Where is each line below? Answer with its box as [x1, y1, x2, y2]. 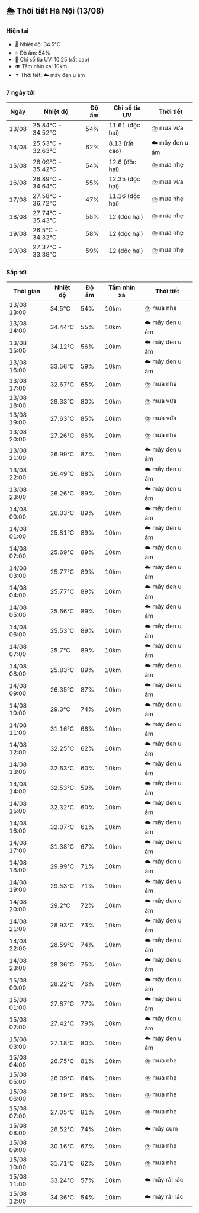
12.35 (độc [108, 175, 140, 183]
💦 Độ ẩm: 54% [14, 49, 50, 56]
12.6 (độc [108, 158, 137, 166]
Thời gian [12, 287, 40, 296]
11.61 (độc [108, 121, 140, 129]
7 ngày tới [6, 88, 36, 97]
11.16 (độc [108, 191, 140, 200]
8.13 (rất [108, 139, 134, 148]
